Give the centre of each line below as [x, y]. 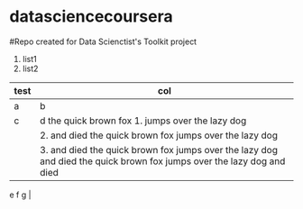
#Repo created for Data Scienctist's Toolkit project [103, 41]
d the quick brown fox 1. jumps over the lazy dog [143, 121]
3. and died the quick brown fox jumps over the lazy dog [159, 150]
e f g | [20, 195]
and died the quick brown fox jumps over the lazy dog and [163, 161]
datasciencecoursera [91, 17]
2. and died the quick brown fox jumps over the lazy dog [159, 135]
